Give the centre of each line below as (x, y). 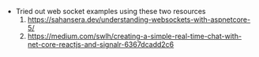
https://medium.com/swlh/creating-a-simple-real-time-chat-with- (135, 36)
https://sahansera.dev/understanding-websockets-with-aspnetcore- (139, 20)
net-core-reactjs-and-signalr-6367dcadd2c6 (101, 45)
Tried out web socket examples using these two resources (111, 11)
